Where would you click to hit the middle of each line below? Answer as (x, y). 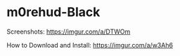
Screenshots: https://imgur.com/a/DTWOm (69, 31)
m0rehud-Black (53, 12)
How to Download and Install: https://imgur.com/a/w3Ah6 (90, 45)
